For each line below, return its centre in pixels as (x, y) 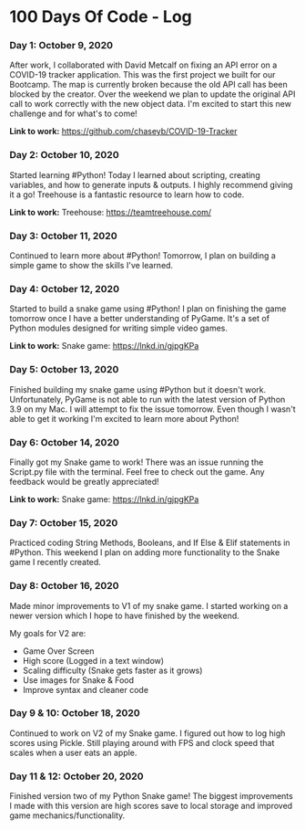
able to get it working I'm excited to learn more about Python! (124, 418)
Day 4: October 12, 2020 (65, 289)
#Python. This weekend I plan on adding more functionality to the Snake (145, 552)
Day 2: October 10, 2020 (65, 155)
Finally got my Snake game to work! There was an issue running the (137, 462)
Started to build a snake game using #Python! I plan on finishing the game (148, 309)
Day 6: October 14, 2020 (65, 442)
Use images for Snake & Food (78, 680)
